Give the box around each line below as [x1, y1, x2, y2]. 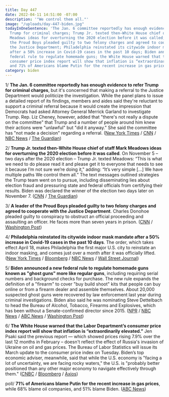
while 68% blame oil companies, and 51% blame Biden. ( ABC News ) [5, 386, 146, 392]
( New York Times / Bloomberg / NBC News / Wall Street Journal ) [5, 255, 139, 261]
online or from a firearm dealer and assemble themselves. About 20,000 [5, 286, 155, 292]
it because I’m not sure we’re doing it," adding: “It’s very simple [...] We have [5, 166, 163, 172]
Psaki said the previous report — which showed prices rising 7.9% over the [5, 334, 161, 339]
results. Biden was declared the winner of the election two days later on [5, 188, 154, 193]
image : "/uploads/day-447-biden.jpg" [5, 21, 84, 27]
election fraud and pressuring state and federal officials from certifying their [5, 182, 163, 188]
